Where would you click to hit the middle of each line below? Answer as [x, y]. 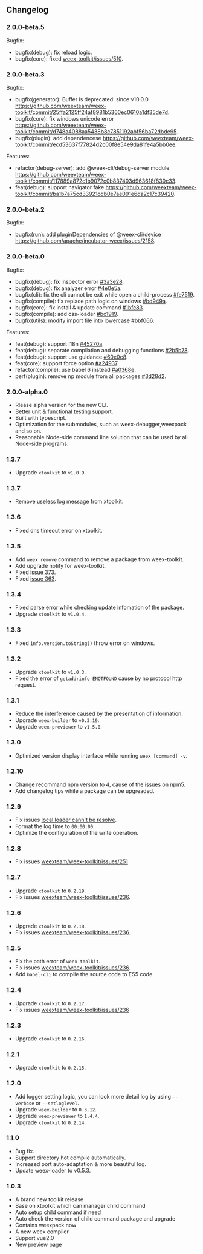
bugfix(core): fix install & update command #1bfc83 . [79, 307]
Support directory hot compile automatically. [70, 1158]
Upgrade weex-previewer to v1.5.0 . [59, 727]
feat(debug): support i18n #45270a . [59, 344]
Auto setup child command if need [58, 1212]
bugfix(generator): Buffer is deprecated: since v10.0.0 [82, 99]
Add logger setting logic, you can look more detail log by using [93, 1096]
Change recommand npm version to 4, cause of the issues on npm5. [100, 784]
